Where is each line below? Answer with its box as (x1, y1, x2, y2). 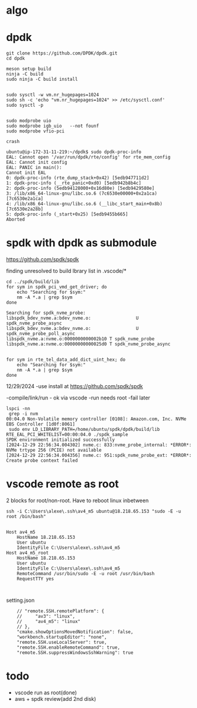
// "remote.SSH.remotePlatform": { (17, 608, 105, 614)
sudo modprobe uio (6, 118, 51, 124)
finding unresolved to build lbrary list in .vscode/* (6, 268, 127, 275)
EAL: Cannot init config (6, 160, 67, 166)
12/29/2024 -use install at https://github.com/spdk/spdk (6, 383, 143, 390)
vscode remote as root (6, 477, 120, 491)
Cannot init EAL (6, 170, 46, 176)
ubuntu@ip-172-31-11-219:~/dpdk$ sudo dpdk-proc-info (6, 149, 142, 155)
